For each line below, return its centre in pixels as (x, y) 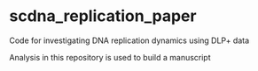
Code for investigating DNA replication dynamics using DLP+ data (129, 40)
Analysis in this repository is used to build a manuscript (110, 57)
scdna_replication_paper (103, 16)
